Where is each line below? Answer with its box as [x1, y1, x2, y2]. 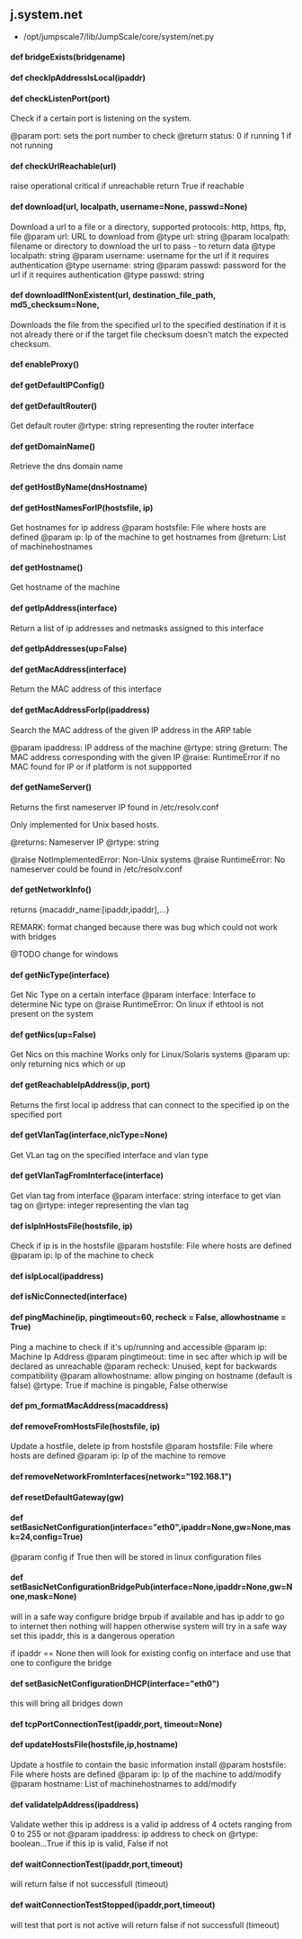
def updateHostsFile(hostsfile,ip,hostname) [10, 1739, 179, 1750]
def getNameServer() [10, 782, 93, 793]
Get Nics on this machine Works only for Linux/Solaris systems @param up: [10, 1049, 290, 1060]
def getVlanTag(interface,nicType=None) [10, 1129, 169, 1140]
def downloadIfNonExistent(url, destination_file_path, [10, 290, 217, 301]
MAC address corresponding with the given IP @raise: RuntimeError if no [10, 751, 280, 762]
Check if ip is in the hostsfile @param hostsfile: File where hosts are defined [10, 1240, 292, 1251]
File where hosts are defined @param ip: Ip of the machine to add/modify [10, 1769, 282, 1780]
